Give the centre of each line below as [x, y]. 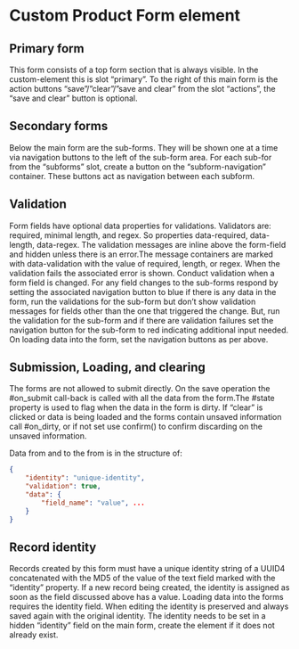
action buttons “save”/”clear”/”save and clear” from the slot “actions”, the [142, 89]
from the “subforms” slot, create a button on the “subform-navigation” [138, 167]
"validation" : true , [63, 487]
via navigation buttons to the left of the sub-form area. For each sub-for [141, 157]
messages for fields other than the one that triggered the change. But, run [145, 311]
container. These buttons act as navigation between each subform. [132, 176]
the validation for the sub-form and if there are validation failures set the [141, 320]
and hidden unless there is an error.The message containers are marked [141, 254]
